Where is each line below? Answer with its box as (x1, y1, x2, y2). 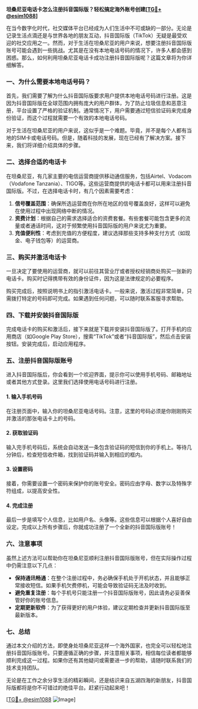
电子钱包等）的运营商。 (25, 236, 82, 244)
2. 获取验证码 (6, 430, 38, 437)
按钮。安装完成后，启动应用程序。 (6, 340, 89, 347)
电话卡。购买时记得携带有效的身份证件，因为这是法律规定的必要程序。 (6, 275, 177, 282)
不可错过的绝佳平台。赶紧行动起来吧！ (37, 684, 130, 691)
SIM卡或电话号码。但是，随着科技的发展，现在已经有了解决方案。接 (16, 134, 181, 141)
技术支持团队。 (6, 664, 42, 671)
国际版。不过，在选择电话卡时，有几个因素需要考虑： (6, 187, 136, 194)
